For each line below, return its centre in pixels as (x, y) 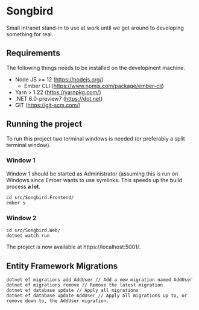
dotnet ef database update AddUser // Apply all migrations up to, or (97, 296)
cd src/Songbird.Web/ (33, 230)
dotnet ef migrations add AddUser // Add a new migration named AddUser (99, 280)
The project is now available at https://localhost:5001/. (73, 247)
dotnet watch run (28, 236)
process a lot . (23, 186)
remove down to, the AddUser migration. (58, 301)
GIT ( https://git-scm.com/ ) (48, 105)
